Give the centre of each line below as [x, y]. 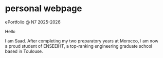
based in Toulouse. [24, 51]
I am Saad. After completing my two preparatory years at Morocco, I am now [82, 41]
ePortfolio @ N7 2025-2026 [33, 22]
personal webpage [44, 9]
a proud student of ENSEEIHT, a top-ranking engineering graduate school [79, 46]
